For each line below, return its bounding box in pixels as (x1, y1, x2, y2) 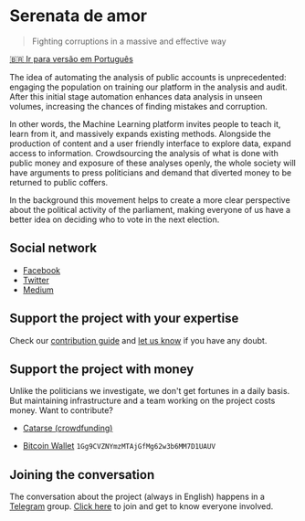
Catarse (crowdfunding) (22, 422, 113, 434)
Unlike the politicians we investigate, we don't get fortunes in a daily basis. (9, 386, 290, 397)
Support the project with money (9, 361, 195, 377)
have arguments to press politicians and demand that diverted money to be (9, 166, 292, 178)
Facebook (22, 264, 61, 275)
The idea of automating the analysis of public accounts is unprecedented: (9, 71, 287, 82)
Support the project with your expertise (9, 311, 239, 326)
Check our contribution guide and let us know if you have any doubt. (9, 335, 268, 346)
